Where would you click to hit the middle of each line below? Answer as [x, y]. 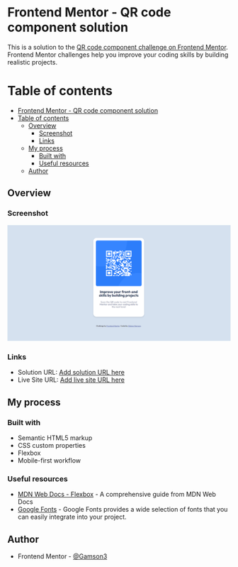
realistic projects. [33, 62]
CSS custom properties [52, 445]
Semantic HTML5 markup [55, 438]
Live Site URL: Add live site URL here [71, 380]
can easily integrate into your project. [72, 517]
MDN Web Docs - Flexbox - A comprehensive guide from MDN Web [117, 495]
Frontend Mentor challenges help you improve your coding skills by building [118, 55]
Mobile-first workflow [49, 460]
